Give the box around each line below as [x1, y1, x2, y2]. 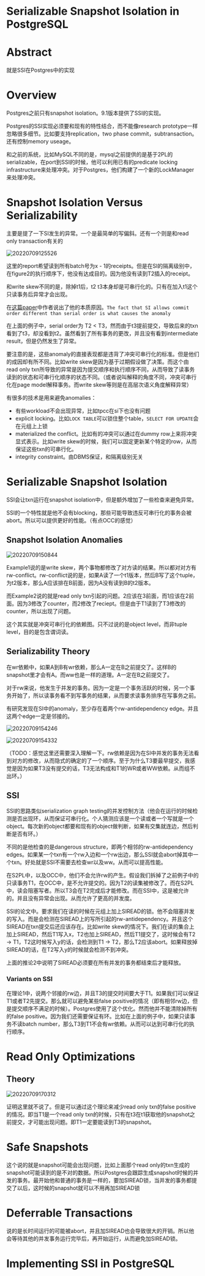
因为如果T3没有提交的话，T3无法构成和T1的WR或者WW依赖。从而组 [17, 765, 190, 772]
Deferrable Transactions [6, 1206, 133, 1220]
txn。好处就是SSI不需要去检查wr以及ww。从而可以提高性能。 [11, 858, 166, 866]
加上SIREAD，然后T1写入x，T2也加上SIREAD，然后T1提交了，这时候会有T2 [6, 931, 196, 938]
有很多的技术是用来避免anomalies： [6, 394, 97, 401]
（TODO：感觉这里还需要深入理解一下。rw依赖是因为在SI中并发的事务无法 [6, 749, 194, 757]
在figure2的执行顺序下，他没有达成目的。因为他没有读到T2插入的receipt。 [6, 270, 194, 277]
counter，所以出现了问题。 [6, 607, 75, 614]
